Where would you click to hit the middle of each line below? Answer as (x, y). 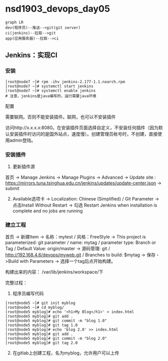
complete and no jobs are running (48, 211)
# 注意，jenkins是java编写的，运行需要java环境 (51, 96)
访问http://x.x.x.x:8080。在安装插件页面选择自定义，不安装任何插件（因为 (82, 128)
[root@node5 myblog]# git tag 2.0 (42, 343)
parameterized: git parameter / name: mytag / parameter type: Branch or (81, 243)
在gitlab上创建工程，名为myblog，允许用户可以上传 (66, 353)
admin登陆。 (23, 140)
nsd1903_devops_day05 (58, 9)
